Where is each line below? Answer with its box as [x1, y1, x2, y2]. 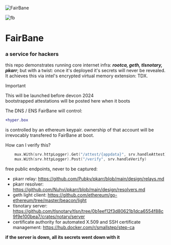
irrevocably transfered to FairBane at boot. [5, 132, 94, 138]
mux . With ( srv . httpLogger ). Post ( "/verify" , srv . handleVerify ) [14, 157, 147, 162]
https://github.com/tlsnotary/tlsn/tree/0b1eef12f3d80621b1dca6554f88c [12, 208, 164, 215]
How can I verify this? [5, 142, 51, 148]
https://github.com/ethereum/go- [47, 192, 118, 198]
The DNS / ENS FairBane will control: [5, 108, 82, 114]
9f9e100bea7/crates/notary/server [12, 213, 85, 220]
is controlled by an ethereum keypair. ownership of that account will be [5, 127, 154, 133]
